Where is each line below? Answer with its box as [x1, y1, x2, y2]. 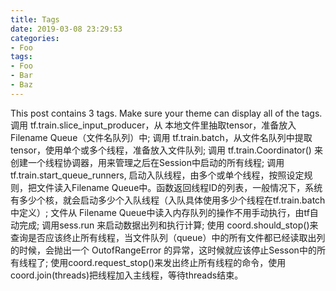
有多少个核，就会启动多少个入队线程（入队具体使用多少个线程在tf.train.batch [10, 194, 326, 206]
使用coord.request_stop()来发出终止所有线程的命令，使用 [50, 256, 287, 268]
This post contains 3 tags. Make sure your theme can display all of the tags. [10, 107, 323, 119]
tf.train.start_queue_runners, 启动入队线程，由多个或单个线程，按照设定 [10, 169, 305, 181]
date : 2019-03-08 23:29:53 [10, 24, 123, 34]
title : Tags [10, 14, 60, 25]
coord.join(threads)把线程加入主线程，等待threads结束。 [10, 269, 244, 281]
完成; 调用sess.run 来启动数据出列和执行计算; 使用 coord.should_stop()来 [18, 219, 319, 231]
